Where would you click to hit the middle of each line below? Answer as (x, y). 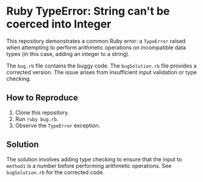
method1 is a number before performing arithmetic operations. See (89, 166)
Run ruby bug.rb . (37, 119)
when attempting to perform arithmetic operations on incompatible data (96, 47)
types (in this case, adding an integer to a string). (68, 54)
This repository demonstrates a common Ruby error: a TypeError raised (96, 41)
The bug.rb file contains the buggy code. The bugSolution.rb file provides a (101, 66)
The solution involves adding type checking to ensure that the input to (94, 159)
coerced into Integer (59, 24)
